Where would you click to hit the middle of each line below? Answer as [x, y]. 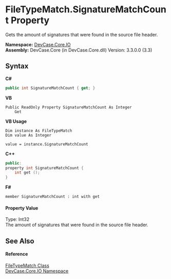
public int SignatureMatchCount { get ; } [50, 88]
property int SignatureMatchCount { [44, 168]
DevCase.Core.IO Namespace [37, 271]
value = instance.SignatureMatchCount [47, 144]
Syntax [17, 66]
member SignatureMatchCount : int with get [53, 197]
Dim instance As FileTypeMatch [39, 131]
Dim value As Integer [28, 135]
